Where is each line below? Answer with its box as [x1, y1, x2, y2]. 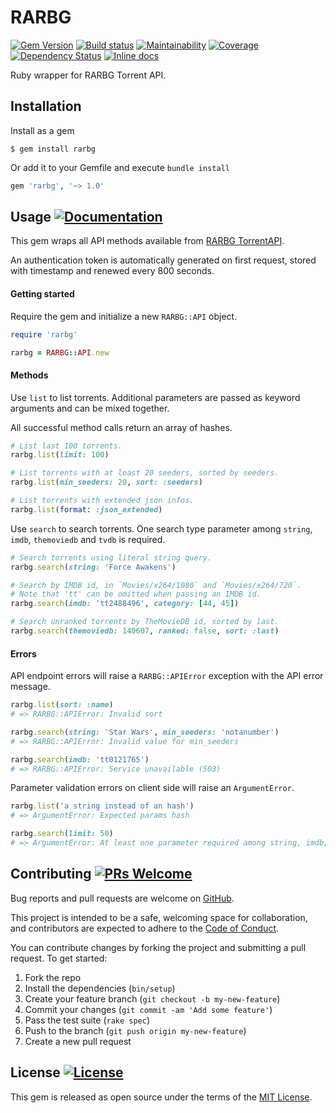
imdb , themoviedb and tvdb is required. [10, 533, 166, 545]
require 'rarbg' [10, 329, 78, 340]
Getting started [10, 288, 75, 300]
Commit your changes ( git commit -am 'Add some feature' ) [24, 1003, 273, 1015]
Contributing [10, 866, 92, 883]
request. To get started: [10, 952, 108, 964]
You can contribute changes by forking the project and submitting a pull [10, 941, 307, 953]
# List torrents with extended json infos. [10, 496, 195, 506]
